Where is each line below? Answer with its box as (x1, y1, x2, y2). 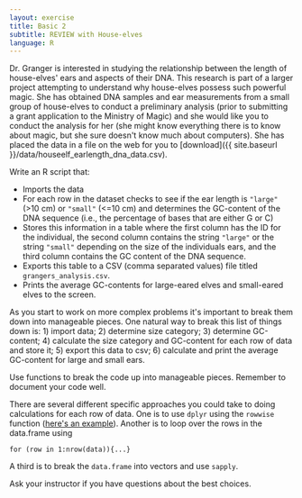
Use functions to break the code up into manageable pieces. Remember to (9, 372, 287, 383)
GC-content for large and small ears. (9, 355, 146, 366)
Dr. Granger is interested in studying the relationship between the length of (9, 63, 288, 74)
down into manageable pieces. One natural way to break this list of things (9, 316, 282, 327)
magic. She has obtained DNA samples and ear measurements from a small (9, 92, 290, 103)
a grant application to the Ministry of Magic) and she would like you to (9, 111, 269, 122)
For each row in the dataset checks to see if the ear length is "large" (22, 194, 279, 204)
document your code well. (9, 382, 106, 393)
